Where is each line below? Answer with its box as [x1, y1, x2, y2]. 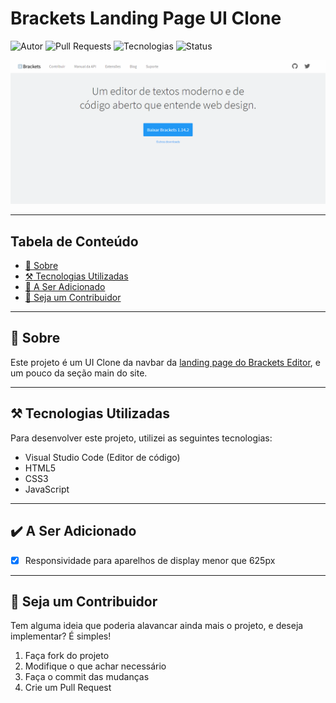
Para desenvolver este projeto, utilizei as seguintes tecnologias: [10, 432, 273, 444]
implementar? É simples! [10, 630, 112, 642]
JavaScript [24, 483, 70, 495]
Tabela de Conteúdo [10, 233, 139, 250]
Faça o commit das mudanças [24, 671, 150, 683]
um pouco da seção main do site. [10, 367, 148, 379]
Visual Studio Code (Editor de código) [24, 451, 181, 463]
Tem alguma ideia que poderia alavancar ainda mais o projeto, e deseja [10, 620, 304, 632]
